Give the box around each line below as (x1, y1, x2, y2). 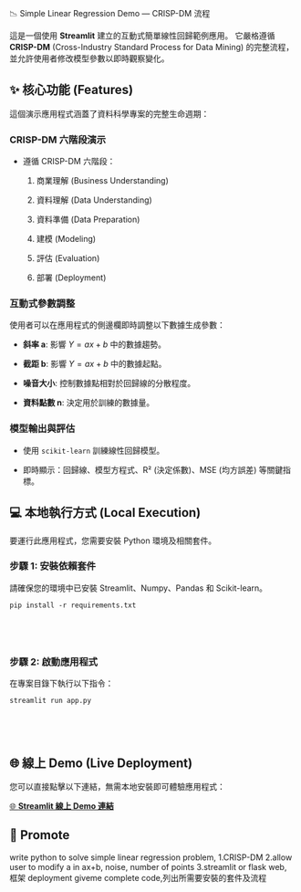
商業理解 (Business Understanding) (36, 175, 169, 186)
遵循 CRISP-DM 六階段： (22, 156, 116, 167)
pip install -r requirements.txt (9, 601, 137, 610)
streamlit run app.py (9, 697, 92, 706)
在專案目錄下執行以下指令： (9, 678, 114, 689)
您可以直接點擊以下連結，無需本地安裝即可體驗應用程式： (9, 781, 225, 792)
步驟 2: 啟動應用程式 (9, 656, 99, 668)
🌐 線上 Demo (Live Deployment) (9, 755, 193, 771)
